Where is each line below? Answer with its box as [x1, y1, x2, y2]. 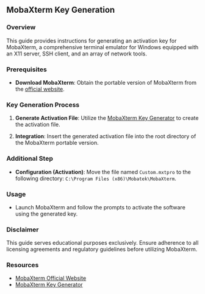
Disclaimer [6, 225, 39, 234]
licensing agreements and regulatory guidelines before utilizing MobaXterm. [6, 246, 198, 253]
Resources [6, 261, 39, 270]
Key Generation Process [6, 100, 80, 109]
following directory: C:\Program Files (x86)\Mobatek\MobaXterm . [15, 175, 177, 182]
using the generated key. [15, 210, 78, 217]
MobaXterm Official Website [15, 275, 87, 282]
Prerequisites [6, 65, 47, 74]
